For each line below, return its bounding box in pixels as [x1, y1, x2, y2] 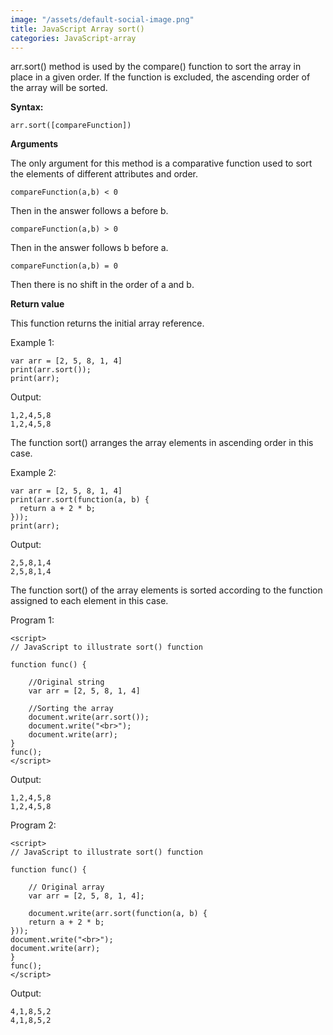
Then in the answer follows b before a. [10, 242, 169, 254]
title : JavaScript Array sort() [10, 24, 145, 34]
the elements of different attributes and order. [10, 168, 199, 180]
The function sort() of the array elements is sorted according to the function [10, 584, 323, 596]
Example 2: [10, 467, 57, 479]
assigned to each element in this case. [10, 595, 169, 607]
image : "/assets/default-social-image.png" [10, 14, 195, 25]
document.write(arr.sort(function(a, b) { [28, 909, 208, 919]
